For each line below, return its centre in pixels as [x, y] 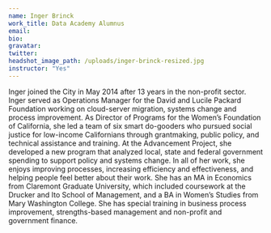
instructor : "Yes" [39, 69]
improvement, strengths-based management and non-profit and [115, 212]
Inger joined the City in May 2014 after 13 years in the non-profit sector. [127, 91]
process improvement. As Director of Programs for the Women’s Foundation [135, 117]
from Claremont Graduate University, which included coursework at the [127, 186]
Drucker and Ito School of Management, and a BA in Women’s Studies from [133, 194]
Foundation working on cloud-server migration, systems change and [123, 108]
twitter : [23, 53]
